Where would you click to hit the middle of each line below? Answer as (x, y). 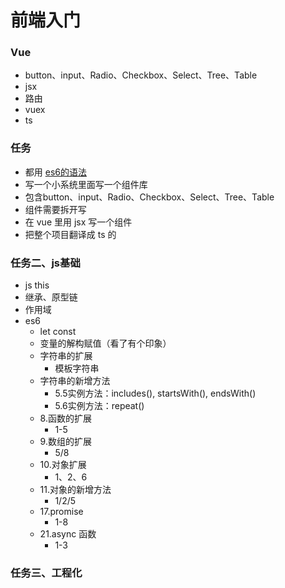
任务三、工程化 (46, 573)
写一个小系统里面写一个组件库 (86, 184)
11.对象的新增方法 (75, 490)
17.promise (61, 512)
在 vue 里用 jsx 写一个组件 (78, 222)
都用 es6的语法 (55, 172)
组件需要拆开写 (55, 209)
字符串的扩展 (66, 356)
